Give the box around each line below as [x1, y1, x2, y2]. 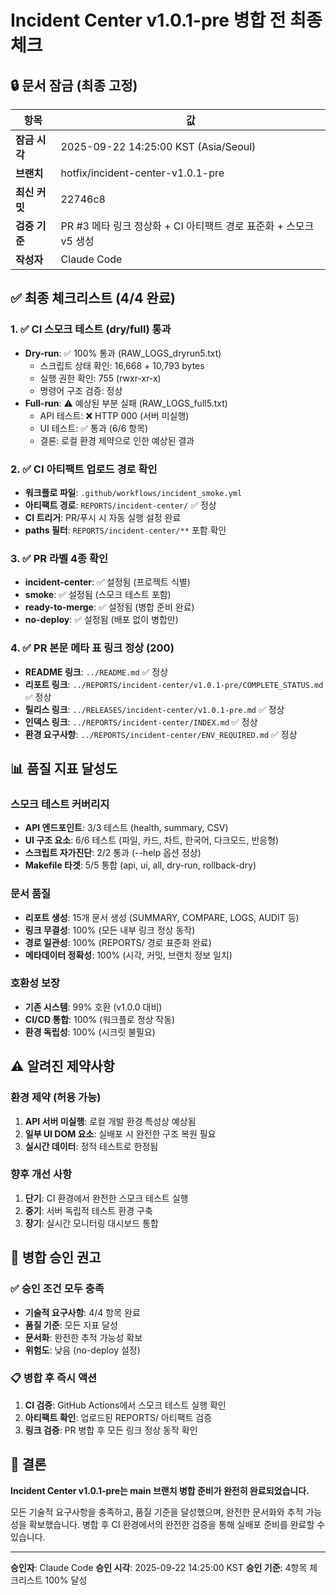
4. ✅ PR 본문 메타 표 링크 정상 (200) [10, 641, 175, 655]
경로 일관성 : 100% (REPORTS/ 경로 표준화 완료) [24, 936, 212, 948]
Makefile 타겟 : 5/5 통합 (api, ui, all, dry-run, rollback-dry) [24, 859, 257, 871]
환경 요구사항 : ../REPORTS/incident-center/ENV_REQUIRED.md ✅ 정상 [24, 728, 298, 740]
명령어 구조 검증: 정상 [39, 384, 123, 396]
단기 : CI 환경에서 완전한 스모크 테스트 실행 [24, 1192, 189, 1204]
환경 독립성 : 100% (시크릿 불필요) [24, 1026, 156, 1038]
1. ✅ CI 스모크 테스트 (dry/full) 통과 [10, 322, 172, 336]
